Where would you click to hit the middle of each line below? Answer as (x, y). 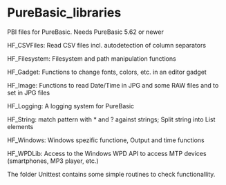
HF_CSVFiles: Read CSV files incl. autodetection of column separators (106, 45)
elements (20, 126)
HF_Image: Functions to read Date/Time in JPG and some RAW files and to (113, 85)
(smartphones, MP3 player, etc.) (53, 161)
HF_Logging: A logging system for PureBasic (71, 106)
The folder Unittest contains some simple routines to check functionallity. (111, 174)
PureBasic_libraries (64, 13)
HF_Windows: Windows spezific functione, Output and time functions (106, 140)
